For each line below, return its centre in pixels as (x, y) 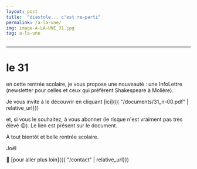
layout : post (22, 11)
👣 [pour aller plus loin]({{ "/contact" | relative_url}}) (67, 160)
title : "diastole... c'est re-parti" (53, 17)
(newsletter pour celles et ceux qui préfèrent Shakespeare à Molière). (90, 90)
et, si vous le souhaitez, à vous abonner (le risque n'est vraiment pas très (94, 119)
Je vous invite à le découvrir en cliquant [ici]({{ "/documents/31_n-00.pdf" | (97, 102)
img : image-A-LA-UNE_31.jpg (40, 28)
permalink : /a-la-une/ (34, 22)
